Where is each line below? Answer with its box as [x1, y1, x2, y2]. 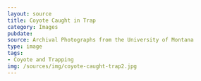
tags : [7, 50, 23, 57]
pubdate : [7, 30, 33, 37]
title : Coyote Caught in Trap [7, 17, 97, 24]
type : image [7, 43, 42, 50]
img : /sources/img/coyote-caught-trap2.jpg [7, 63, 138, 70]
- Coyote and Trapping [7, 56, 74, 63]
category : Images [7, 23, 59, 30]
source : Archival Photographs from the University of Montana [7, 37, 194, 44]
